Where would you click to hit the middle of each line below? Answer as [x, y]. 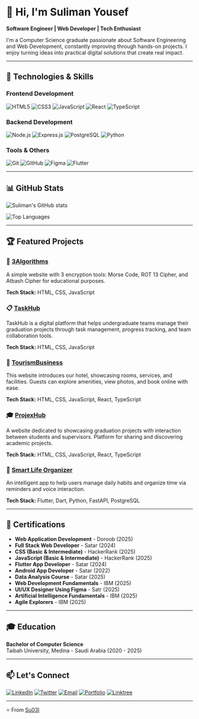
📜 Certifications [36, 525]
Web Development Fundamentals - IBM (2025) [73, 583]
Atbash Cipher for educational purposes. [56, 280]
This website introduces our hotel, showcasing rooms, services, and [89, 375]
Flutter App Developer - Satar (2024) [61, 564]
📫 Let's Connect [38, 675]
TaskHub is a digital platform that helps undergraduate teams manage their [97, 323]
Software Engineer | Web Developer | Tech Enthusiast [73, 28]
